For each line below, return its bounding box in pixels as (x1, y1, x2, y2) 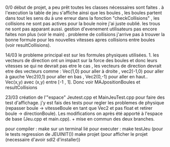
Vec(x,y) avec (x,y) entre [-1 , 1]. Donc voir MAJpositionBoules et (5, 79, 141, 85)
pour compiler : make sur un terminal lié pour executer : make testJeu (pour (5, 126, 163, 132)
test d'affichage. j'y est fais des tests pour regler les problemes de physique (5, 100, 164, 106)
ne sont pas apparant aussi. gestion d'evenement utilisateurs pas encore (5, 26, 157, 32)
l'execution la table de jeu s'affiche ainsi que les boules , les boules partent (5, 10, 162, 16)
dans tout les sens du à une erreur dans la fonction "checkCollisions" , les (5, 15, 160, 21)
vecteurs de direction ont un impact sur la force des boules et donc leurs (5, 57, 157, 63)
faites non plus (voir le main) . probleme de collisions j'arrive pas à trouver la (5, 32, 165, 37)
